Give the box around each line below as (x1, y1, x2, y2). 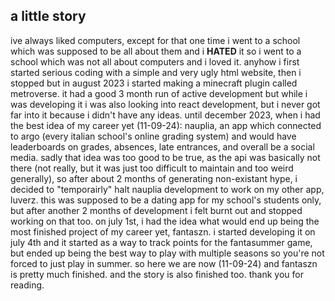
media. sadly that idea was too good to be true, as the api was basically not (10, 151, 321, 163)
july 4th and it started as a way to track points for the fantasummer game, (10, 236, 313, 248)
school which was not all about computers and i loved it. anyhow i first (10, 55, 300, 68)
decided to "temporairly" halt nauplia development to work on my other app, (10, 183, 325, 195)
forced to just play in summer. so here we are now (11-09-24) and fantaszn (10, 257, 318, 269)
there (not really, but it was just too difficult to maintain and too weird (10, 162, 294, 174)
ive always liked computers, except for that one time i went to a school (10, 34, 301, 46)
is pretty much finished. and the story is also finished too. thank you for (10, 268, 304, 280)
